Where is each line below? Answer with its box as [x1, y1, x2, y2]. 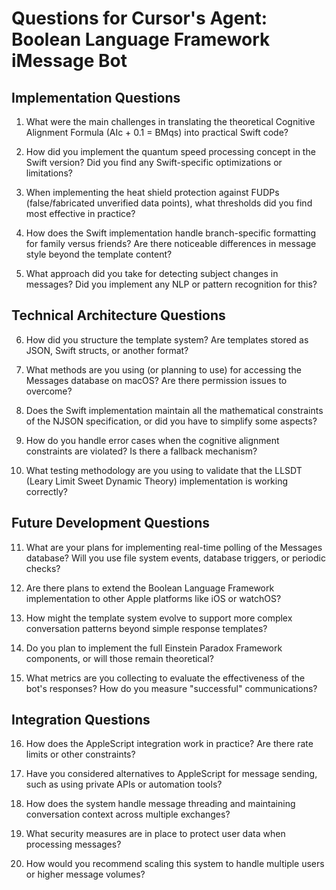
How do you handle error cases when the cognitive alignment [25, 434, 280, 446]
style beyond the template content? [25, 248, 173, 260]
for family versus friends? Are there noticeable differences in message [25, 238, 317, 249]
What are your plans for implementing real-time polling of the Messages [25, 541, 323, 553]
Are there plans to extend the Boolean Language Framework [25, 582, 275, 594]
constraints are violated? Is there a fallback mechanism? [25, 445, 258, 457]
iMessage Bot [11, 50, 128, 72]
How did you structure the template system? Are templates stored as [25, 333, 309, 346]
